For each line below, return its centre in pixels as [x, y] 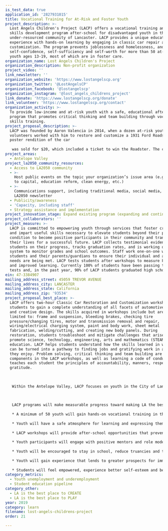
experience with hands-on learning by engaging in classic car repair [85, 42]
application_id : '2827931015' [37, 14]
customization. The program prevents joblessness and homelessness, [82, 47]
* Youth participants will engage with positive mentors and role [82, 442]
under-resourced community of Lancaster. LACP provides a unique [79, 38]
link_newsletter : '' [27, 75]
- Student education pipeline [41, 484]
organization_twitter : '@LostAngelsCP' [47, 84]
